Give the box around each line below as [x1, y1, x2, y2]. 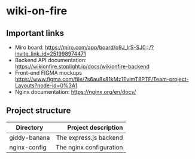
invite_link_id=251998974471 [14, 50, 86, 57]
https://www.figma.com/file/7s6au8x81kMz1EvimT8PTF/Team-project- [14, 76, 189, 82]
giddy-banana [9, 133, 50, 142]
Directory [16, 123, 44, 132]
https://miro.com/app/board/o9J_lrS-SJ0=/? [44, 44, 154, 51]
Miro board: [14, 44, 44, 51]
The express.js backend [56, 133, 124, 142]
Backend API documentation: [14, 57, 87, 63]
